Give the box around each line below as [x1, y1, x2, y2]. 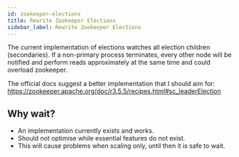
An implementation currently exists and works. [17, 126, 154, 135]
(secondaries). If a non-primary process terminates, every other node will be [7, 50, 232, 59]
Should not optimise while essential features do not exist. [17, 134, 186, 143]
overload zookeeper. [7, 65, 68, 75]
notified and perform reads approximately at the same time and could [7, 58, 211, 67]
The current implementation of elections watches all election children [7, 43, 211, 52]
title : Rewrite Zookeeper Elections [7, 17, 116, 24]
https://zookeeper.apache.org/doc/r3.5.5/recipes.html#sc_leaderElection [7, 87, 221, 96]
